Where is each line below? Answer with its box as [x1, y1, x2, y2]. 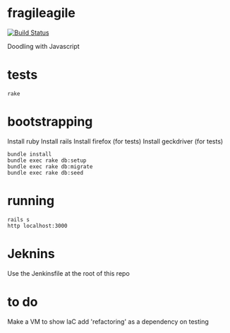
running [7, 193, 55, 209]
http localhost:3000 [7, 222, 68, 229]
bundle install [7, 151, 52, 158]
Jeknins [7, 245, 55, 262]
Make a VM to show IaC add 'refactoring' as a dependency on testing [7, 317, 210, 326]
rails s [7, 216, 30, 223]
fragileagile [7, 5, 76, 21]
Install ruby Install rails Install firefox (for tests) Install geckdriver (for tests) [7, 136, 224, 146]
